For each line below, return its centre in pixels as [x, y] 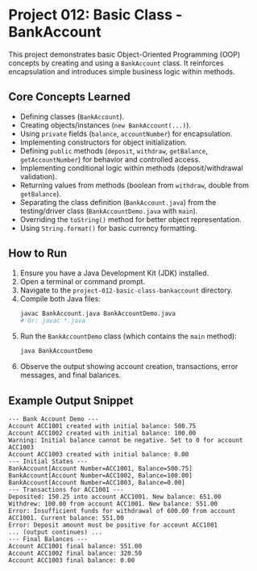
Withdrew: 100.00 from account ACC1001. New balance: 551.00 [113, 504]
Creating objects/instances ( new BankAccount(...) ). [106, 125]
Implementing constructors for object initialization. [104, 142]
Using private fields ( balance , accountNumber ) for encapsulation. [126, 133]
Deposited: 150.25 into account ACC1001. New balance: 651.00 [115, 497]
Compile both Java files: [60, 298]
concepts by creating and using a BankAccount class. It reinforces [116, 63]
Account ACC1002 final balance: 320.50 [75, 553]
